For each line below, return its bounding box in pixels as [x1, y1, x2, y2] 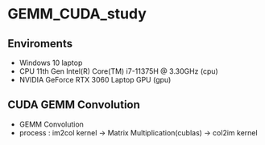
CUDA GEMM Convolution [7, 98, 140, 112]
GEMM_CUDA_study [7, 5, 147, 23]
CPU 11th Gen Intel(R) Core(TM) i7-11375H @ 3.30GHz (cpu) [19, 66, 218, 76]
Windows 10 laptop [19, 58, 83, 67]
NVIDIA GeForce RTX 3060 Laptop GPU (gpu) [19, 75, 172, 84]
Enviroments [7, 37, 73, 50]
